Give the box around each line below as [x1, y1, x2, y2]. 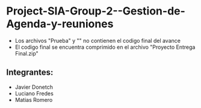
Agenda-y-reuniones [6, 17, 114, 31]
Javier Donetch [14, 83, 53, 91]
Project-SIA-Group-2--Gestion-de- [6, 4, 185, 18]
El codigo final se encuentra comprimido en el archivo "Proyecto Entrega [14, 43, 196, 51]
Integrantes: [6, 68, 54, 78]
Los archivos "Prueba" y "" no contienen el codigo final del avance [14, 37, 181, 44]
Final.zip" [14, 49, 39, 57]
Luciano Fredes [14, 89, 54, 97]
